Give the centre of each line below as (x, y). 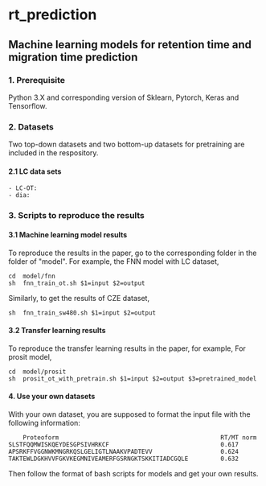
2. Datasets (31, 126)
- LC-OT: (23, 188)
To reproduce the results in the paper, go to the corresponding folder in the (133, 253)
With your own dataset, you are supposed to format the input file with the (129, 414)
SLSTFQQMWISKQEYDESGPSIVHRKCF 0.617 (124, 444)
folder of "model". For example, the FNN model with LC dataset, (114, 261)
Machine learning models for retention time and (130, 45)
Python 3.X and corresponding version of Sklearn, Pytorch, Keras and (124, 97)
